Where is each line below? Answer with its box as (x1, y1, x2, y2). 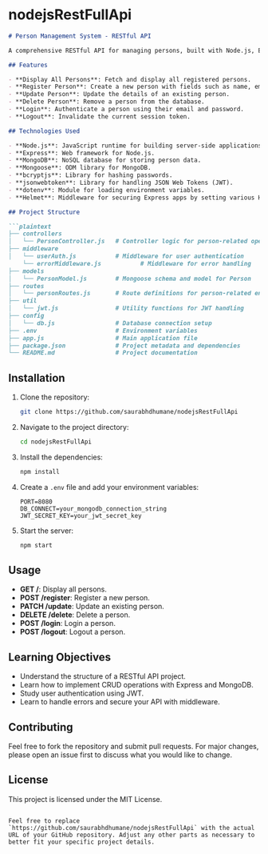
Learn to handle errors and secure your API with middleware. (19, 697, 221, 707)
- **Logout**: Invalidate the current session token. (8, 112, 191, 121)
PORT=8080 (19, 498, 53, 506)
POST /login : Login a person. (19, 619, 116, 628)
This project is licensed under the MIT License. (8, 794, 163, 804)
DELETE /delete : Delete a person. (19, 610, 131, 619)
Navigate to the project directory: (19, 423, 129, 431)
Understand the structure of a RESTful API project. (19, 672, 186, 681)
